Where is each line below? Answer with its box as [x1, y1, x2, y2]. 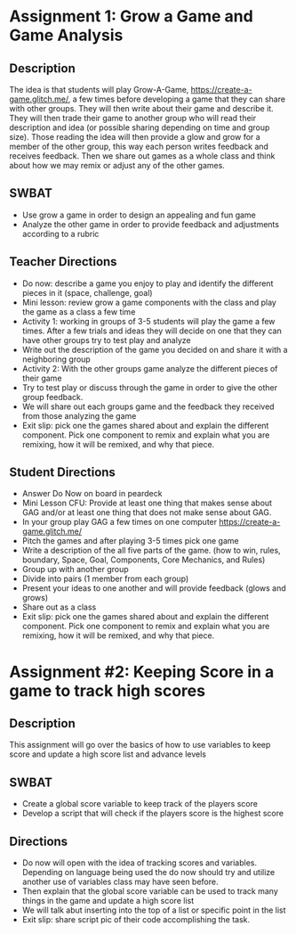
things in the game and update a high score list [21, 896, 195, 906]
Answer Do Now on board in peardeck [21, 488, 163, 499]
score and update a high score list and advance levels [9, 749, 207, 759]
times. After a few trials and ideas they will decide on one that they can [21, 325, 282, 336]
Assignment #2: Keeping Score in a [9, 661, 275, 682]
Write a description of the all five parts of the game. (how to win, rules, [21, 545, 282, 556]
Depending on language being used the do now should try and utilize [21, 867, 276, 878]
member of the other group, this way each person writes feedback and [9, 141, 269, 152]
